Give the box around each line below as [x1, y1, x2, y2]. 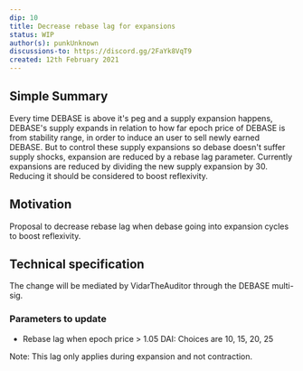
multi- [271, 281, 294, 291]
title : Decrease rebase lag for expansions [9, 22, 176, 31]
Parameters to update [9, 313, 107, 326]
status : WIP [9, 30, 54, 39]
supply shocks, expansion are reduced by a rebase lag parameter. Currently [9, 151, 293, 162]
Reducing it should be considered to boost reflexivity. [9, 170, 208, 181]
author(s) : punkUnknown [9, 38, 99, 48]
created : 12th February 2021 [9, 55, 119, 64]
